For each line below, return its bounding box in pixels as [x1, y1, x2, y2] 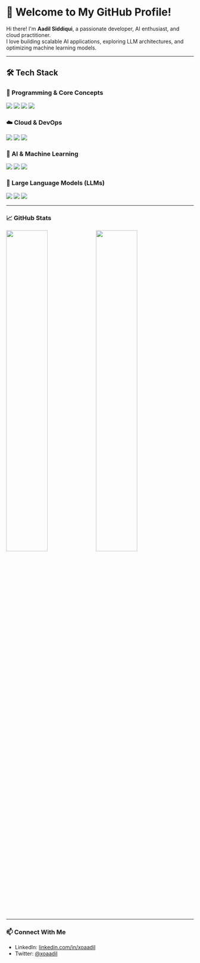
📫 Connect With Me [6, 928, 66, 936]
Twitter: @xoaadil [14, 950, 58, 957]
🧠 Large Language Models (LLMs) [6, 179, 105, 187]
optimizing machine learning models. [6, 44, 97, 51]
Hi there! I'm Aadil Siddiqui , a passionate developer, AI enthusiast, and [6, 25, 180, 32]
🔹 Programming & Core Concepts [6, 89, 104, 97]
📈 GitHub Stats [6, 214, 52, 223]
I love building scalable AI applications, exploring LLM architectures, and [6, 38, 184, 45]
